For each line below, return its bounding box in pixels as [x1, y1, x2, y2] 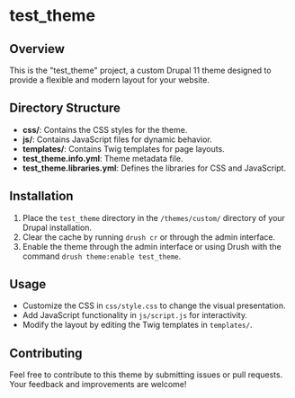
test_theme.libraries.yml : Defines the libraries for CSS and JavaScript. [22, 163, 286, 173]
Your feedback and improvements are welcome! [9, 379, 187, 390]
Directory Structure [9, 101, 121, 116]
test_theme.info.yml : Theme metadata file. [22, 153, 183, 164]
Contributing [9, 345, 83, 360]
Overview [9, 41, 66, 57]
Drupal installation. [22, 222, 93, 233]
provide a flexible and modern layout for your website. [9, 75, 210, 85]
